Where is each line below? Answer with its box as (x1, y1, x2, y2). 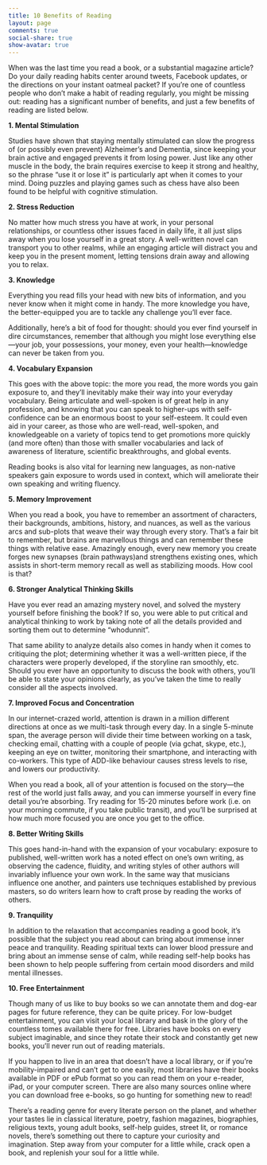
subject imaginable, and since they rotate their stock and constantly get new (8, 1033, 258, 1043)
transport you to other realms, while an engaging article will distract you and (8, 243, 258, 253)
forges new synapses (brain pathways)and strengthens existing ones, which (8, 552, 258, 561)
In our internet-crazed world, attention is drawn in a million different (8, 713, 230, 724)
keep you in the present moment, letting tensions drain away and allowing (8, 251, 250, 261)
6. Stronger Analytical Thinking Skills (8, 584, 133, 594)
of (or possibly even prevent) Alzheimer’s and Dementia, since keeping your (8, 145, 257, 154)
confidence (8, 413, 46, 422)
